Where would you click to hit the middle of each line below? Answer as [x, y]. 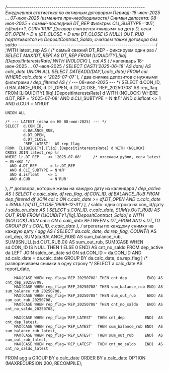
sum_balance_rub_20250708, [33, 291]
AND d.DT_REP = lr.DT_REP [43, 166]
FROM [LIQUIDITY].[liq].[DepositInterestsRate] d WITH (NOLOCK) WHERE [82, 93]
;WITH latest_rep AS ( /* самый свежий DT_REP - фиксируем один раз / [81, 50]
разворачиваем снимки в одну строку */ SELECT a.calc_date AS [74, 263]
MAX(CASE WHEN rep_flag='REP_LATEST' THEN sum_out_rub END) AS [89, 335]
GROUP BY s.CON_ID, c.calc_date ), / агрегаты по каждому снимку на [79, 226]
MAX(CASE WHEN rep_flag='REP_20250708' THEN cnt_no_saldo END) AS [89, 304]
